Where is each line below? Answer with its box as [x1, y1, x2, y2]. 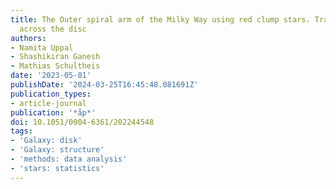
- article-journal [10, 98, 87, 108]
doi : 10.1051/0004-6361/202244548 [10, 117, 155, 127]
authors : [10, 33, 47, 43]
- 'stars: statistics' [10, 163, 105, 173]
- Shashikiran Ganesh [10, 52, 101, 62]
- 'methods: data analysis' [10, 154, 128, 164]
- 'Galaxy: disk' [10, 136, 83, 146]
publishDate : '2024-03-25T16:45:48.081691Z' [10, 80, 199, 90]
